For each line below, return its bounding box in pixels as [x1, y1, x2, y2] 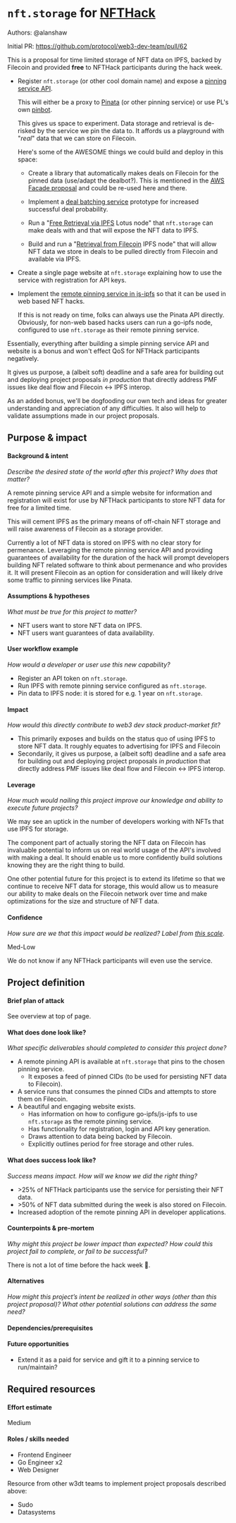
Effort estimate [7, 1402, 53, 1411]
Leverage [7, 780, 36, 789]
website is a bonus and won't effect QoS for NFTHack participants [7, 347, 200, 355]
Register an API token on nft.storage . [17, 674, 128, 682]
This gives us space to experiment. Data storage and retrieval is [17, 118, 203, 128]
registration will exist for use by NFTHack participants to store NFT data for [7, 495, 225, 505]
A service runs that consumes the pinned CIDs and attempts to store [17, 1087, 217, 1096]
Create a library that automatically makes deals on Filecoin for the [27, 168, 219, 177]
